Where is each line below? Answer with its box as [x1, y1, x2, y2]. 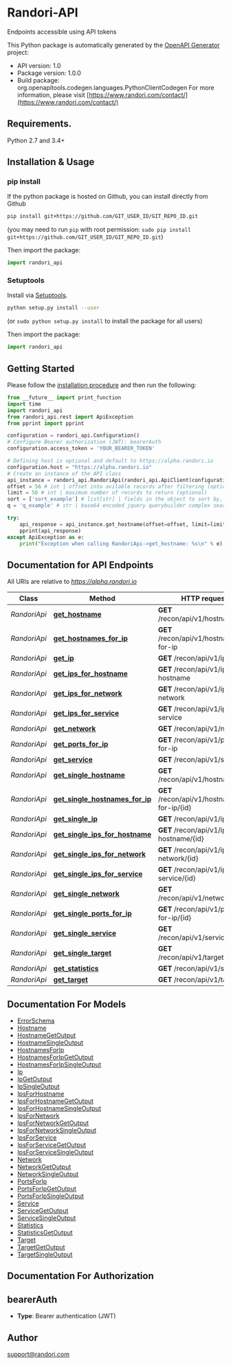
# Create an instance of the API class [7, 470, 122, 477]
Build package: [16, 76, 60, 84]
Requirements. [7, 118, 72, 130]
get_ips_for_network [53, 689, 122, 699]
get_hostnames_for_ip [53, 634, 129, 644]
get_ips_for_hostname [53, 669, 129, 679]
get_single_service [53, 928, 117, 938]
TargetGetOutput [16, 1243, 65, 1252]
